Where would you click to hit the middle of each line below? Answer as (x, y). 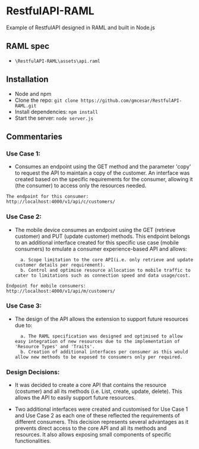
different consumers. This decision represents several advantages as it (102, 422)
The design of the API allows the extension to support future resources (102, 319)
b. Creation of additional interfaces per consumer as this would (104, 352)
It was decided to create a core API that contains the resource (91, 385)
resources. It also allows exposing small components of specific (93, 435)
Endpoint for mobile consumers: (46, 286)
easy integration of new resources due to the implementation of (97, 341)
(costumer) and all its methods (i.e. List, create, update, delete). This (98, 391)
